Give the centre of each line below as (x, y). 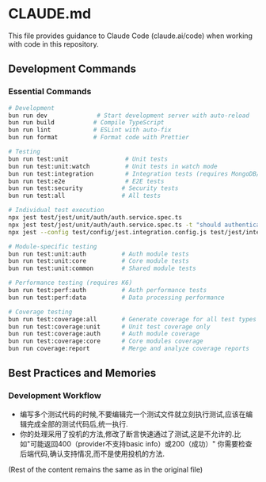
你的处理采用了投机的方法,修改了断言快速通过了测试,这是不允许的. (127, 434)
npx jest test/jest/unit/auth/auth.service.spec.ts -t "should (115, 225)
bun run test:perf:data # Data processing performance (116, 298)
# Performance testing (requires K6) (70, 283)
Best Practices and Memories (82, 373)
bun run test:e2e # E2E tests (86, 181)
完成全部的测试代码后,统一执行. (77, 423)
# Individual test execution (56, 211)
